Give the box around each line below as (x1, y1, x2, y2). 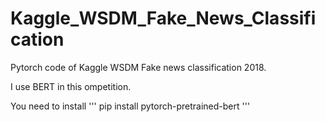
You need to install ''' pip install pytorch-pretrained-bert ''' (10, 100, 251, 112)
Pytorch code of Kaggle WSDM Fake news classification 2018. (10, 61, 267, 73)
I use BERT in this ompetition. (10, 80, 132, 92)
